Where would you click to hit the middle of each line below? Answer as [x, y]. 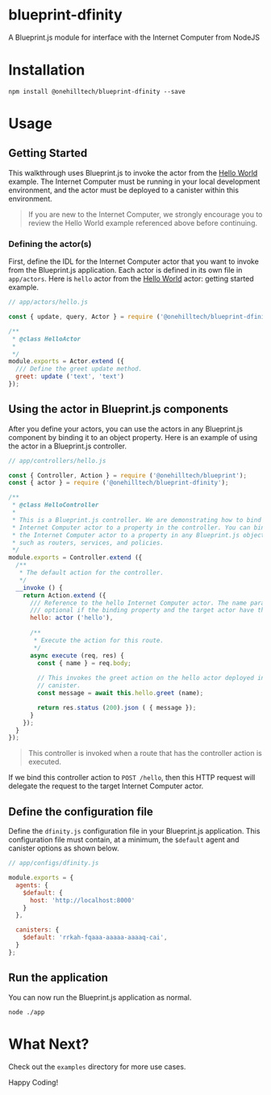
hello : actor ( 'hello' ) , [71, 618]
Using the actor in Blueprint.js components [119, 409]
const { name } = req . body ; [84, 663]
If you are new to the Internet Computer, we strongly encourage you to [145, 214]
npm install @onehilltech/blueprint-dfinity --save [97, 91]
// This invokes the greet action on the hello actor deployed [146, 678]
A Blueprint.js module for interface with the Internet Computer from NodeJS [134, 37]
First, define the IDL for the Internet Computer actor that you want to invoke [134, 261]
